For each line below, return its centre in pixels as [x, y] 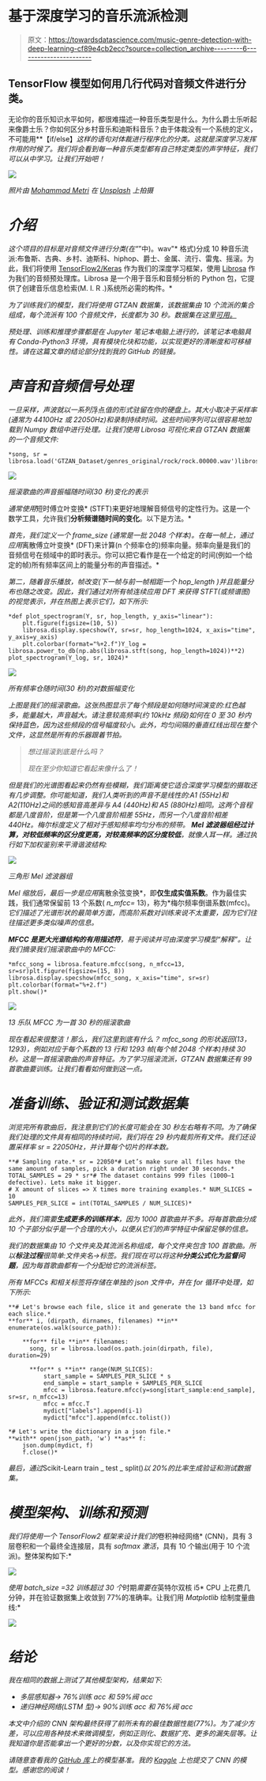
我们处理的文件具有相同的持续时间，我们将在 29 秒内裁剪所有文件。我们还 [129, 1137]
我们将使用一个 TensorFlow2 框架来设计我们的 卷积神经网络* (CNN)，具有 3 [130, 1536]
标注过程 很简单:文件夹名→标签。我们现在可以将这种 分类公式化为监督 [127, 1255]
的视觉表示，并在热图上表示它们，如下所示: [79, 601]
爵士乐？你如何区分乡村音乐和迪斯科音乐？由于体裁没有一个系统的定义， [139, 129]
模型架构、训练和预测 [78, 1513]
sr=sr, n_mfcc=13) [38, 1397]
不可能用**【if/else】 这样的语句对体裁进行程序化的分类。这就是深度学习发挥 [132, 138]
